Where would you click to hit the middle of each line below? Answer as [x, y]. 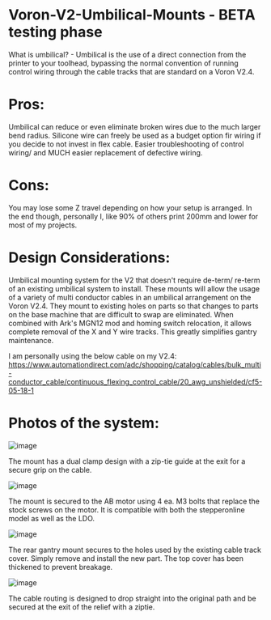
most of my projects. [43, 225]
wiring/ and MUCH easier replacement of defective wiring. [106, 152]
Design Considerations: [89, 257]
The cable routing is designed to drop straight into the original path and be [132, 598]
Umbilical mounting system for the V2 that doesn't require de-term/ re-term [134, 280]
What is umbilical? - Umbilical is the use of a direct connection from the [127, 54]
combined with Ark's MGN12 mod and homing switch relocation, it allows [130, 323]
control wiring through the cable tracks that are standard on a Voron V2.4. [131, 71]
